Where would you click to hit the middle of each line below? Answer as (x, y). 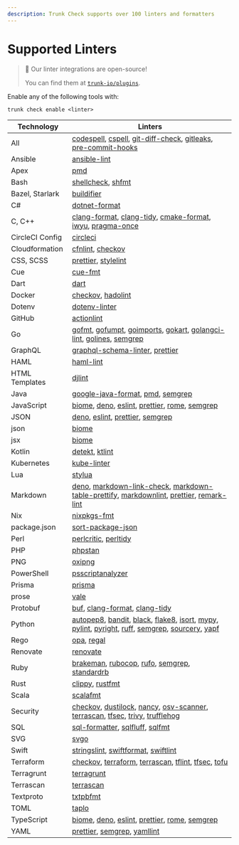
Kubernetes (30, 463)
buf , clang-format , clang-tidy (122, 607)
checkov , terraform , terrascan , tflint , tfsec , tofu (150, 762)
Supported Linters (62, 49)
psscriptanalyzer (100, 573)
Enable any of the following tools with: (63, 96)
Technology (38, 127)
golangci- (208, 329)
